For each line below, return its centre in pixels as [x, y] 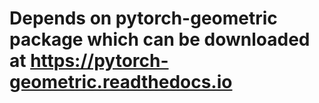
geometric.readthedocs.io [121, 82]
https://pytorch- [99, 61]
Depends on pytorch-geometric [143, 18]
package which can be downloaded [160, 39]
